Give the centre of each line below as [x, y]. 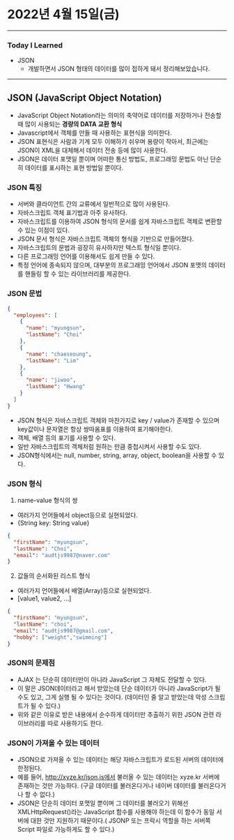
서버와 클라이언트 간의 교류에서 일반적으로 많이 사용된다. [94, 204]
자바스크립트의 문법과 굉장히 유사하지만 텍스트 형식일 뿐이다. [99, 248]
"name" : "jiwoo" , [51, 380]
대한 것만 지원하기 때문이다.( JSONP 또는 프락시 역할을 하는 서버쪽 [120, 820]
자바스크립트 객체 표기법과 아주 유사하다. [72, 213]
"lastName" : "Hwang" [55, 387]
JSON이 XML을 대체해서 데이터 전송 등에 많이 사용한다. [93, 150]
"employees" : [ [36, 315]
